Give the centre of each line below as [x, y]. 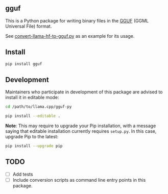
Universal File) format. [29, 26]
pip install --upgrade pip [34, 146]
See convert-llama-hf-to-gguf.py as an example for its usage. [70, 36]
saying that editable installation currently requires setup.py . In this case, [81, 131]
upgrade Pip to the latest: [32, 137]
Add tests [23, 174]
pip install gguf [24, 64]
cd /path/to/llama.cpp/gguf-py [39, 107]
